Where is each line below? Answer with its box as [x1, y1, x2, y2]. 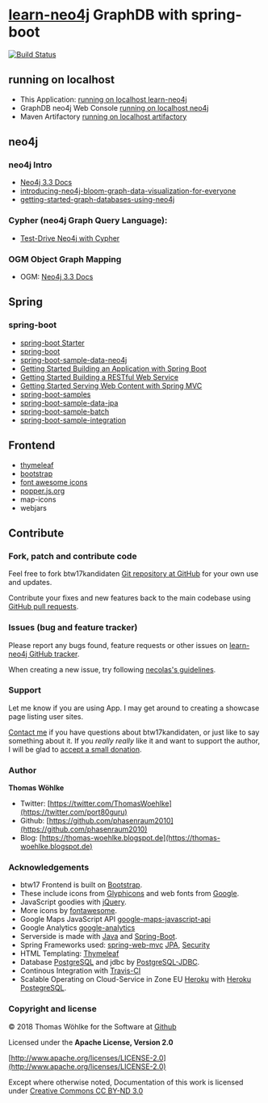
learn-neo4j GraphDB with [8, 6, 188, 24]
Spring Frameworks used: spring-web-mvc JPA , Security [19, 940, 211, 950]
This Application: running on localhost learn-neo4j [19, 95, 187, 104]
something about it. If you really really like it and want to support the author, [8, 735, 261, 745]
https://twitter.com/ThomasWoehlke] [49, 798, 172, 809]
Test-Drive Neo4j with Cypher [19, 233, 120, 243]
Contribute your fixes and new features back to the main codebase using [8, 593, 251, 603]
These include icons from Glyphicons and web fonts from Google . [19, 889, 240, 899]
